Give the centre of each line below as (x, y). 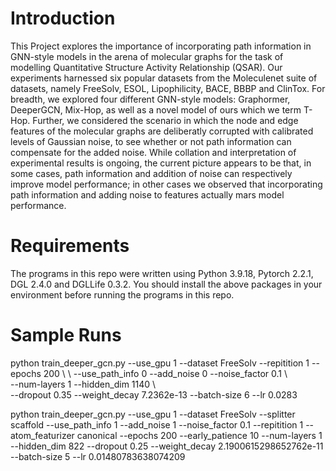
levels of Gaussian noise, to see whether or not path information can (151, 141)
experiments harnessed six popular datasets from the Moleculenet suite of (164, 78)
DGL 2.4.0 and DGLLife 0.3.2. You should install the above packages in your (166, 284)
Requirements (70, 246)
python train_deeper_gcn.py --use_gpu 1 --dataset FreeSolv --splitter (153, 414)
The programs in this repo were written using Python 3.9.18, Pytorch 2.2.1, (162, 273)
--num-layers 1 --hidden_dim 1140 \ (83, 384)
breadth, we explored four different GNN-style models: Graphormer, (150, 99)
